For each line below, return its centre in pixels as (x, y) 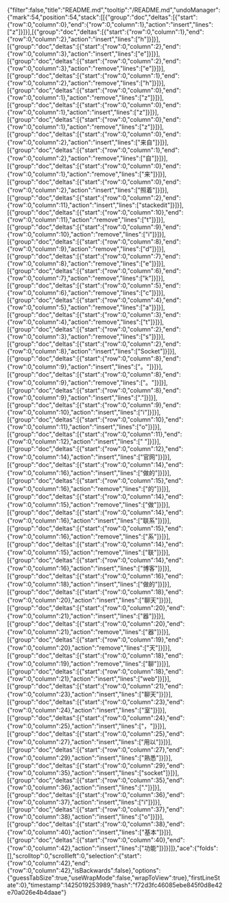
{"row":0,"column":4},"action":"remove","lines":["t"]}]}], (86, 322)
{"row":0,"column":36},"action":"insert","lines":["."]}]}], (84, 787)
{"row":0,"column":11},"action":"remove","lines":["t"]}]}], (86, 220)
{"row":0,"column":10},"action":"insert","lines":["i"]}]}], (84, 412)
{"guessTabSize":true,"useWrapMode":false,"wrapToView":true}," (99, 878)
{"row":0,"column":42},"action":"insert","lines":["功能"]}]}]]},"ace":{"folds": (113, 848)
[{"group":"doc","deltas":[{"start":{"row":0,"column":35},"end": (96, 780)
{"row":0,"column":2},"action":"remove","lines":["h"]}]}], (86, 83)
